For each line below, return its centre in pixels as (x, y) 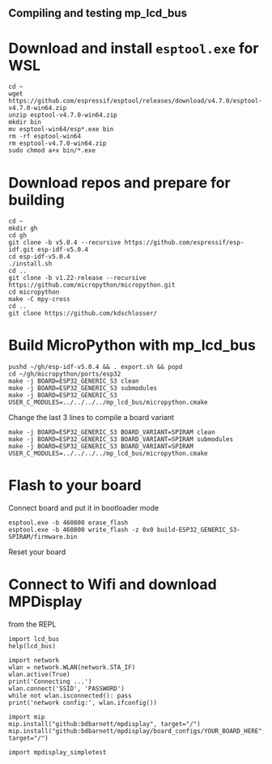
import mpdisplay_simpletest (57, 753)
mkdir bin (25, 122)
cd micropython (34, 292)
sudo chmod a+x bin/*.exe (52, 151)
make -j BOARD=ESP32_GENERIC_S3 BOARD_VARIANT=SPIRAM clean (112, 432)
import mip (27, 717)
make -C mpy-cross (39, 299)
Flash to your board (75, 486)
